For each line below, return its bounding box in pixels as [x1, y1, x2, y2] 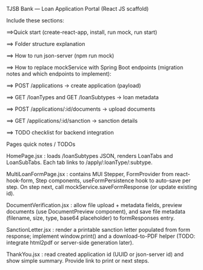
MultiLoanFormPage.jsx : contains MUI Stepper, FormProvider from [6, 171, 174, 177]
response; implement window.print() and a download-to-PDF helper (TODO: [6, 232, 196, 240]
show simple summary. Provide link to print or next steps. [6, 257, 150, 264]
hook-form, [6, 177, 35, 184]
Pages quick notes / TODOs [6, 140, 76, 148]
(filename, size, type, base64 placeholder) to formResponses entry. [6, 214, 175, 222]
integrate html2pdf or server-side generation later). [6, 239, 135, 246]
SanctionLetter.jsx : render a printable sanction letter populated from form [6, 226, 191, 233]
